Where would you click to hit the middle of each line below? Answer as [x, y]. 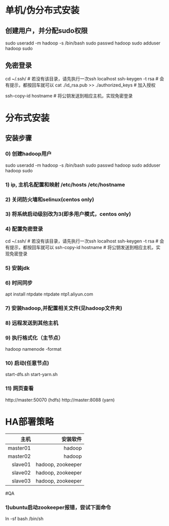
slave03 [21, 481]
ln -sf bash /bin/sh [24, 518]
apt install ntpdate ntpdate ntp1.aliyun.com [49, 294]
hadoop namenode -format [33, 349]
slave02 [21, 472]
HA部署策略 [30, 422]
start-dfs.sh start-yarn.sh [32, 374]
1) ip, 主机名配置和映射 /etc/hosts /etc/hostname [65, 184]
